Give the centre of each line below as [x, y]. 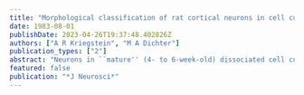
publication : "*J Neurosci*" [64, 77]
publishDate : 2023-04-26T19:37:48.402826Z [90, 34]
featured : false [40, 69]
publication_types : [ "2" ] [58, 52]
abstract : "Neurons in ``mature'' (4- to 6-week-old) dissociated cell [147, 60]
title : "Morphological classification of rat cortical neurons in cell [147, 18]
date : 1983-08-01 [42, 26]
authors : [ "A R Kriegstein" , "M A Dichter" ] [95, 43]
